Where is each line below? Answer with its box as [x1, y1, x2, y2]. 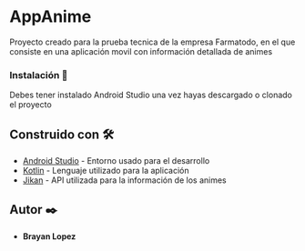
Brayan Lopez [22, 230, 76, 242]
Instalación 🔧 [9, 68, 68, 81]
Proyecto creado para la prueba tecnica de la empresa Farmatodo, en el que [9, 36, 296, 47]
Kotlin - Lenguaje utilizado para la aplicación [22, 166, 189, 176]
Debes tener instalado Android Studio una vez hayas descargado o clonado [9, 89, 293, 101]
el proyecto [9, 99, 52, 110]
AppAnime [9, 6, 92, 27]
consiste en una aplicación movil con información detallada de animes [9, 45, 273, 56]
